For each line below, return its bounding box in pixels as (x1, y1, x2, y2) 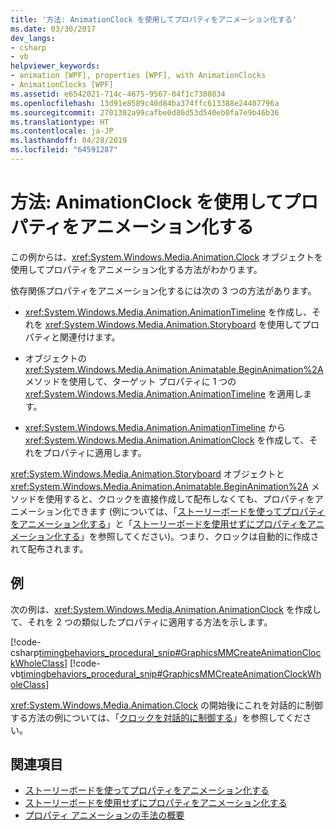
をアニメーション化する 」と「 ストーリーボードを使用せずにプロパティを (10, 517, 308, 530)
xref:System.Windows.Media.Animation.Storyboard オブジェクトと (10, 467, 285, 480)
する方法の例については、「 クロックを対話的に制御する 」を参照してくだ (10, 711, 303, 723)
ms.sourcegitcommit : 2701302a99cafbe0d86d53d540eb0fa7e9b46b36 (10, 107, 280, 118)
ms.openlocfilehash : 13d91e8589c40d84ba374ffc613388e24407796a (10, 98, 280, 108)
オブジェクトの (24, 352, 87, 364)
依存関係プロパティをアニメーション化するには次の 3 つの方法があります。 (10, 284, 317, 296)
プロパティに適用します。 (42, 446, 147, 458)
